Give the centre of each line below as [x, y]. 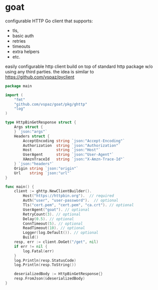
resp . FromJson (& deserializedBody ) [50, 279]
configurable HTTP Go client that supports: [49, 21]
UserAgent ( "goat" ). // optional [56, 210]
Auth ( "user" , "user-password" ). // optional [71, 201]
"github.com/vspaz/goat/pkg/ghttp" [51, 104]
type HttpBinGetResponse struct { [41, 122]
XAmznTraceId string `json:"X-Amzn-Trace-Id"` [74, 159]
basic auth [23, 36]
